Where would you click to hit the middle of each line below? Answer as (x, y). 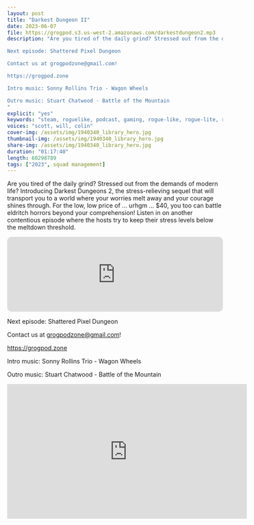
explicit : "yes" (30, 114)
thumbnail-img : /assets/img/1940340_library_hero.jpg (86, 139)
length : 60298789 (32, 158)
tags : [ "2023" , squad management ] (56, 164)
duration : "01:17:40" (38, 151)
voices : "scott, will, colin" (50, 126)
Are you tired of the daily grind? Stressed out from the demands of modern (113, 184)
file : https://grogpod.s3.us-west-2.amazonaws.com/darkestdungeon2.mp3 (111, 33)
